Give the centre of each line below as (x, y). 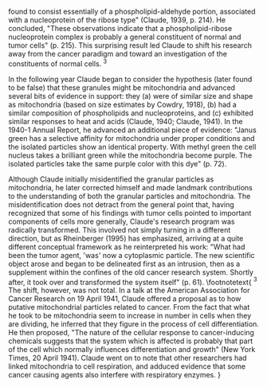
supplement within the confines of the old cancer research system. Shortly (131, 272)
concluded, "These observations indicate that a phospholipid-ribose (120, 28)
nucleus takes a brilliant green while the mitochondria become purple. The (130, 155)
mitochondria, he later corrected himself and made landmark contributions (130, 187)
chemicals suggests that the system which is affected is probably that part (131, 341)
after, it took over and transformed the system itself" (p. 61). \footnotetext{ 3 (133, 281)
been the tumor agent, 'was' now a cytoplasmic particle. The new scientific (132, 255)
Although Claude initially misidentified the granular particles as (111, 179)
